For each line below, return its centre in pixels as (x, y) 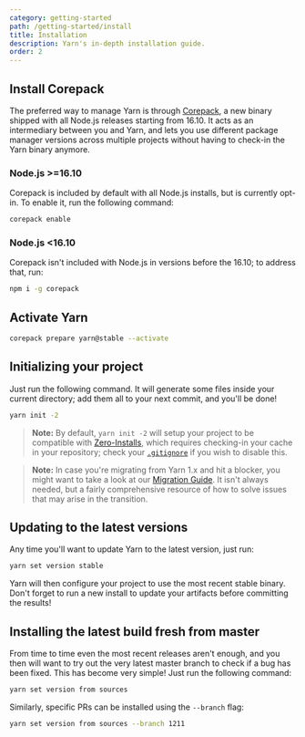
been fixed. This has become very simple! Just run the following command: (151, 673)
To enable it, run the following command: (97, 202)
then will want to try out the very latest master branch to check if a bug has (150, 663)
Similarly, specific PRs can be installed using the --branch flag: (127, 707)
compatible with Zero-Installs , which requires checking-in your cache (162, 442)
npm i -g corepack (44, 289)
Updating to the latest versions (99, 528)
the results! (30, 603)
